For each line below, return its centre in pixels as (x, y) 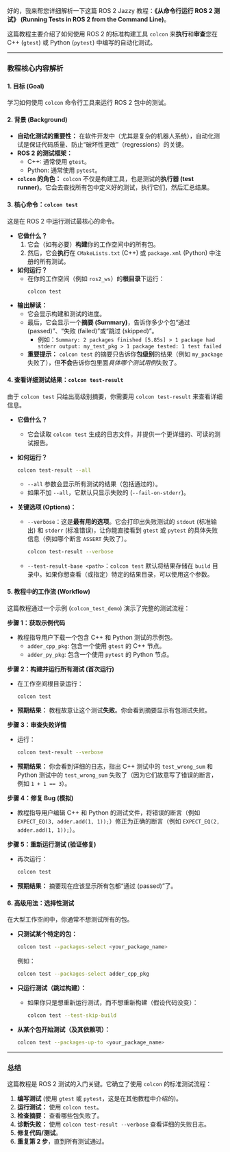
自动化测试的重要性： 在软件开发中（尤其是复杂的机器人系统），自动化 (115, 136)
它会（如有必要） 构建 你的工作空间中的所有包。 (93, 244)
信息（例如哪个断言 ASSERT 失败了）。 (79, 539)
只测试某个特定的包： (47, 934)
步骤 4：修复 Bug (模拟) (40, 798)
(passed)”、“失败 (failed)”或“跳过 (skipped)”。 (92, 331)
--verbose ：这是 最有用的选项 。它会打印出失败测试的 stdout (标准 (119, 522)
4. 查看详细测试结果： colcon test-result (65, 380)
